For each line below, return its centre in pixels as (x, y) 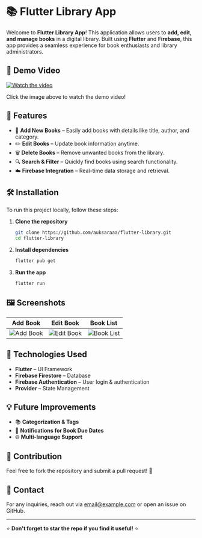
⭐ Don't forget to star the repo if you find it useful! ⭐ (72, 528)
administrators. (25, 51)
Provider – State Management (52, 388)
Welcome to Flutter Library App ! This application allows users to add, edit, (99, 32)
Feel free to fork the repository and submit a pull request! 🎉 (79, 471)
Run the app (30, 272)
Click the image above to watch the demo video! (66, 96)
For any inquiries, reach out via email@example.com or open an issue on (96, 504)
